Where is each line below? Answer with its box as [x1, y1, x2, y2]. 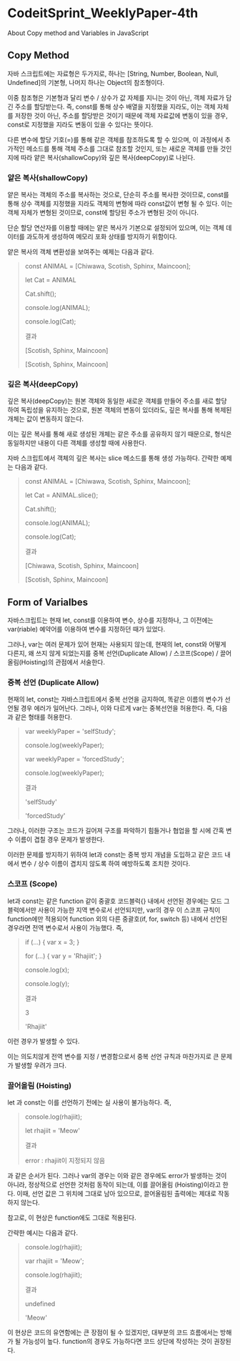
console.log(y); [24, 979, 70, 987]
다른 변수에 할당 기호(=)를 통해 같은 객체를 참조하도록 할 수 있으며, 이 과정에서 [7, 135, 224, 144]
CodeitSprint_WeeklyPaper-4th [7, 5, 199, 21]
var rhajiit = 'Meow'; [24, 1257, 84, 1265]
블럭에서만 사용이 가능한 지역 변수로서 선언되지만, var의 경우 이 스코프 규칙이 [7, 905, 221, 914]
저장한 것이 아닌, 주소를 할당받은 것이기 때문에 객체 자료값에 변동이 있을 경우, [14, 111, 229, 119]
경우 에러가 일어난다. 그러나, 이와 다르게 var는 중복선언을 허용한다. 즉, [20, 704, 214, 712]
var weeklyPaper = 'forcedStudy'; [24, 755, 125, 764]
